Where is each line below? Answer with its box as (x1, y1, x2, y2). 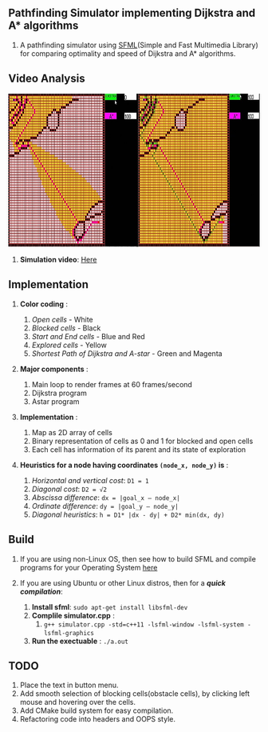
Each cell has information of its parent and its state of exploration (31, 444, 246, 454)
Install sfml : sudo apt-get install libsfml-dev (31, 602, 188, 611)
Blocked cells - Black (31, 323, 101, 333)
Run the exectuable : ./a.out (31, 636, 129, 646)
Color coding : (19, 299, 69, 309)
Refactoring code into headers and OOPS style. (19, 714, 175, 724)
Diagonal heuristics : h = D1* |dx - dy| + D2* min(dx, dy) (31, 510, 225, 519)
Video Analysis (8, 72, 85, 86)
